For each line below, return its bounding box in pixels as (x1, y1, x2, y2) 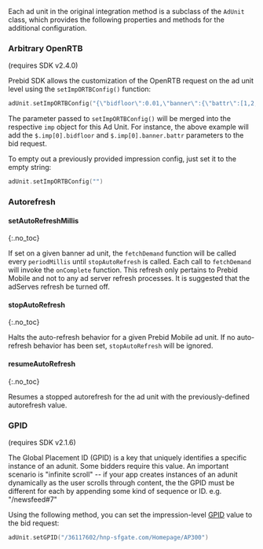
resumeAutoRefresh (8, 359, 76, 368)
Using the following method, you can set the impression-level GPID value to (8, 510, 253, 519)
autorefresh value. (8, 400, 68, 410)
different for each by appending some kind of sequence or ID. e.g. (8, 486, 222, 496)
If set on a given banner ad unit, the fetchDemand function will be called (8, 249, 237, 258)
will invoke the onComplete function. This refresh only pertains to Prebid (8, 265, 238, 274)
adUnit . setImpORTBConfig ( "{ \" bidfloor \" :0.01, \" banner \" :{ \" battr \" (8, 100, 237, 108)
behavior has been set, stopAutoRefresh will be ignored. (33, 341, 214, 351)
